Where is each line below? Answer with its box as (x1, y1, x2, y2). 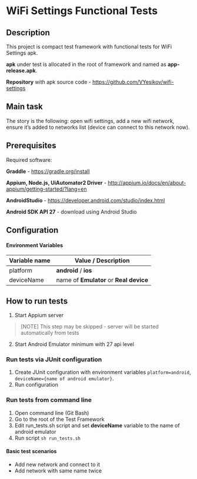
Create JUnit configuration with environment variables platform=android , (14, 369, 191, 376)
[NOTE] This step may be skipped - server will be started (20, 323, 159, 330)
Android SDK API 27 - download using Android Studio (6, 208, 137, 215)
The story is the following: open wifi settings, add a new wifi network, (6, 117, 175, 124)
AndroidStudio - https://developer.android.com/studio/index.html (6, 197, 165, 204)
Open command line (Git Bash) (14, 409, 89, 416)
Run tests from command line (6, 396, 92, 404)
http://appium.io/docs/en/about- (108, 179, 186, 186)
